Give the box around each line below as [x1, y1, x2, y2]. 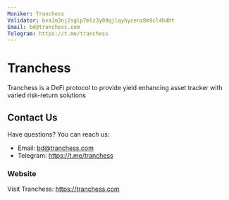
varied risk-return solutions [7, 91, 87, 99]
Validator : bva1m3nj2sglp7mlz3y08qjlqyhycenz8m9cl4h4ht [7, 17, 175, 24]
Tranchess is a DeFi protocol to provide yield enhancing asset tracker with [7, 84, 223, 92]
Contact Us [7, 111, 58, 123]
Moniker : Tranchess [7, 10, 65, 18]
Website [7, 168, 37, 178]
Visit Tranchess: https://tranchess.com [7, 185, 120, 194]
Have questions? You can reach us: [7, 130, 110, 138]
